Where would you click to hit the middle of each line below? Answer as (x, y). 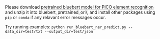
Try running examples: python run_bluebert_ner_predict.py (66, 27)
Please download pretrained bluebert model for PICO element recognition (79, 7)
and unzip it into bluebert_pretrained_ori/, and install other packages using (80, 12)
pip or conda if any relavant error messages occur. (56, 17)
